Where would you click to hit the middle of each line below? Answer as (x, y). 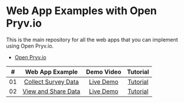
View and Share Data (51, 91)
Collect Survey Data (51, 82)
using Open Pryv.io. (30, 46)
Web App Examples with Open (81, 11)
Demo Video (104, 72)
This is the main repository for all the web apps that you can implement (92, 39)
